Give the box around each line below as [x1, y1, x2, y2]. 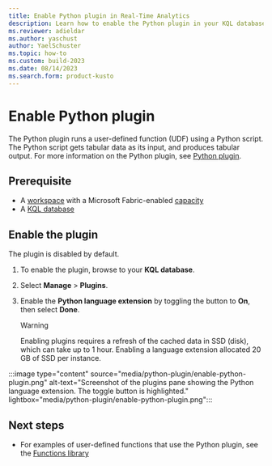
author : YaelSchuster [8, 42, 82, 50]
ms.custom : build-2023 [8, 57, 85, 66]
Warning [19, 320, 49, 330]
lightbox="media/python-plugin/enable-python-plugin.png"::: [8, 395, 213, 405]
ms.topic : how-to [8, 49, 67, 57]
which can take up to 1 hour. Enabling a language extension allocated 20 [19, 345, 261, 354]
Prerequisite [8, 174, 72, 188]
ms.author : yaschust [8, 34, 79, 43]
